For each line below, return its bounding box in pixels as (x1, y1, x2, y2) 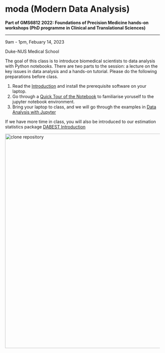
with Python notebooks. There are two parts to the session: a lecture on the (5, 63, 158, 69)
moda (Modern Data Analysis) (5, 3, 130, 15)
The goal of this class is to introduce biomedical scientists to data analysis (5, 58, 156, 64)
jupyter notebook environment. (12, 99, 75, 104)
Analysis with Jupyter (12, 109, 56, 115)
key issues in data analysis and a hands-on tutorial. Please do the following (5, 68, 157, 74)
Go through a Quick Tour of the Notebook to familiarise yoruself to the (12, 93, 154, 99)
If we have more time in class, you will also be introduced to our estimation (5, 119, 156, 125)
